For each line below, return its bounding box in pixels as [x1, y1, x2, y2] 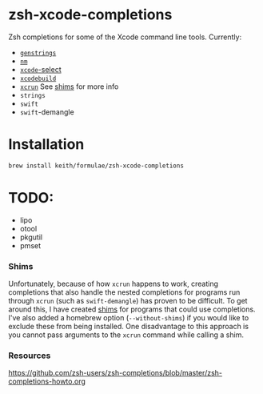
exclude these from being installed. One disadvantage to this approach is [8, 321, 249, 331]
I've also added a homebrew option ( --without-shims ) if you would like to [8, 312, 249, 322]
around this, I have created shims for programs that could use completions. [8, 304, 256, 314]
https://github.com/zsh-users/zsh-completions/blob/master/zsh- [8, 368, 222, 378]
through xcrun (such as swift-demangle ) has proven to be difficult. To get [8, 295, 248, 305]
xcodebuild [19, 74, 57, 82]
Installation [8, 135, 85, 154]
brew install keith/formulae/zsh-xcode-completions [8, 162, 184, 170]
